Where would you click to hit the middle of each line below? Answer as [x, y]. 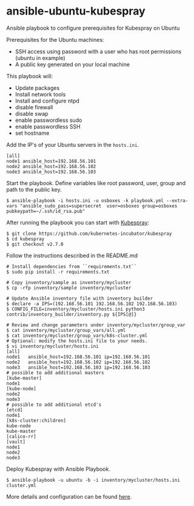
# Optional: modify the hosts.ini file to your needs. [77, 341]
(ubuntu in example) [40, 58]
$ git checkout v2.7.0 [35, 244]
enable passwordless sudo [48, 120]
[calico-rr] [21, 436]
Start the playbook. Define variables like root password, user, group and [96, 183]
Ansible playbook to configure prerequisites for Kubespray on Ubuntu [93, 28]
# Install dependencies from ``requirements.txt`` [72, 266]
